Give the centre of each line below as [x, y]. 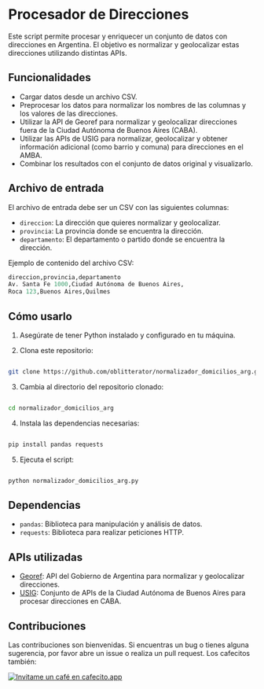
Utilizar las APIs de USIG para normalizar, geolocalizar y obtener [123, 138]
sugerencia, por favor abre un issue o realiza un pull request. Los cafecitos [129, 653]
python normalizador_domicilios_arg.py [73, 481]
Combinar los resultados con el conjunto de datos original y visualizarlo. [136, 164]
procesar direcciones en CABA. [70, 601]
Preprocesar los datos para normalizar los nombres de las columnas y [132, 105]
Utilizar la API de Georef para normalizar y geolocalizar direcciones [128, 122]
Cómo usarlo [40, 316]
